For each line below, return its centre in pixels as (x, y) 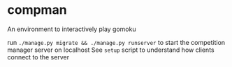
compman (37, 10)
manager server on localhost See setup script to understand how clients (111, 50)
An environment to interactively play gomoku (72, 29)
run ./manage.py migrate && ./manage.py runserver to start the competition (116, 42)
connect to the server (38, 57)
